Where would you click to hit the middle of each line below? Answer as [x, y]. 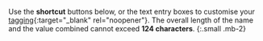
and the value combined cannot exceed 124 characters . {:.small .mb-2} [127, 29]
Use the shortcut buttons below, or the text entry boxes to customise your [132, 12]
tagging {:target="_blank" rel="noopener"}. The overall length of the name [131, 20]
